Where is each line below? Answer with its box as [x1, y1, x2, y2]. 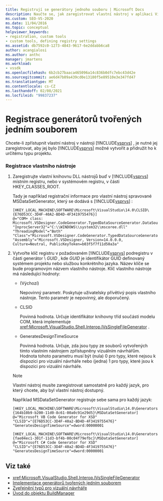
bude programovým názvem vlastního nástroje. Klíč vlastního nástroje [12, 266, 152, 272]
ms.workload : [5, 61, 32, 66]
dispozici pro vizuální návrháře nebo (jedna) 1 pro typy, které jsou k [19, 358, 154, 364]
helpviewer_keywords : [5, 30, 49, 34]
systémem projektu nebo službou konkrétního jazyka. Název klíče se [12, 261, 149, 267]
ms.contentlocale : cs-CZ [5, 83, 56, 89]
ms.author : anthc [5, 52, 41, 57]
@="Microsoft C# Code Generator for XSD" [12, 440, 97, 445]
